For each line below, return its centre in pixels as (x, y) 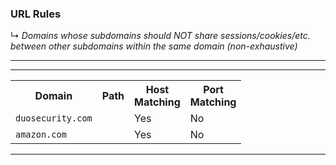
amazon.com (41, 135)
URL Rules (36, 14)
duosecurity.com (54, 118)
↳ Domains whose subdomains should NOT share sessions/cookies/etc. (160, 36)
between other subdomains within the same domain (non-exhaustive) (154, 46)
